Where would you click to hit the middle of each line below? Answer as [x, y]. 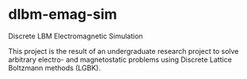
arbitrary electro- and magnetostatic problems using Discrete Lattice [120, 59]
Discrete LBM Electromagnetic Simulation [76, 36]
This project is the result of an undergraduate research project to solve [123, 51]
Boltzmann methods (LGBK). [55, 67]
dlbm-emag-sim [63, 14]
